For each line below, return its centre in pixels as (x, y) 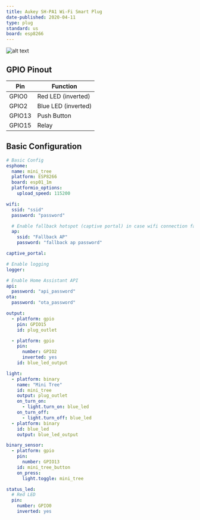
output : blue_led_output (48, 435)
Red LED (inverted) (64, 96)
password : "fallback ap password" (60, 243)
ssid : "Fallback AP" (42, 237)
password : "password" (38, 215)
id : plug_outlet (37, 330)
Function (64, 86)
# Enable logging (28, 264)
